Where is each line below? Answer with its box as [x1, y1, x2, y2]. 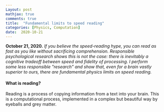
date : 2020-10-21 [5, 30, 43, 35]
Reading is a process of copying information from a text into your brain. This [5, 91, 160, 97]
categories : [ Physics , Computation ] [5, 25, 80, 30]
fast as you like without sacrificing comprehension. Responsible [5, 48, 135, 54]
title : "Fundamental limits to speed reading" [5, 20, 105, 26]
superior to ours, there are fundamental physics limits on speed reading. [5, 69, 152, 75]
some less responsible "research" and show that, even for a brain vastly [5, 64, 152, 70]
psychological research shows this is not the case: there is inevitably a [5, 54, 149, 59]
